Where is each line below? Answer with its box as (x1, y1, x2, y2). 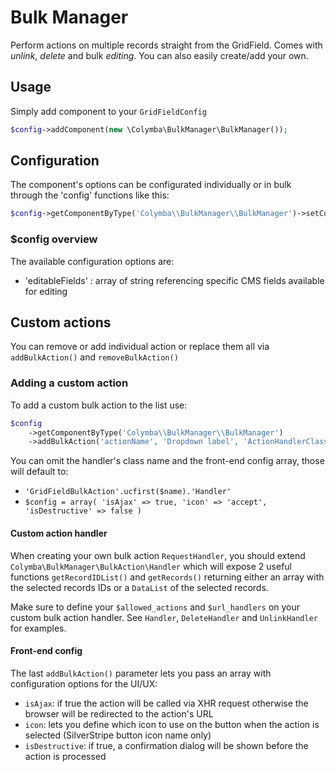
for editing (24, 285, 68, 297)
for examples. (10, 622, 67, 634)
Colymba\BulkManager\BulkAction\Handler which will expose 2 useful (10, 560, 292, 572)
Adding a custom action (10, 376, 129, 390)
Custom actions (10, 314, 112, 331)
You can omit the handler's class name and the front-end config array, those (10, 455, 325, 467)
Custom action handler (10, 527, 108, 539)
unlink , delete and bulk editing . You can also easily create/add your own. (10, 49, 309, 61)
